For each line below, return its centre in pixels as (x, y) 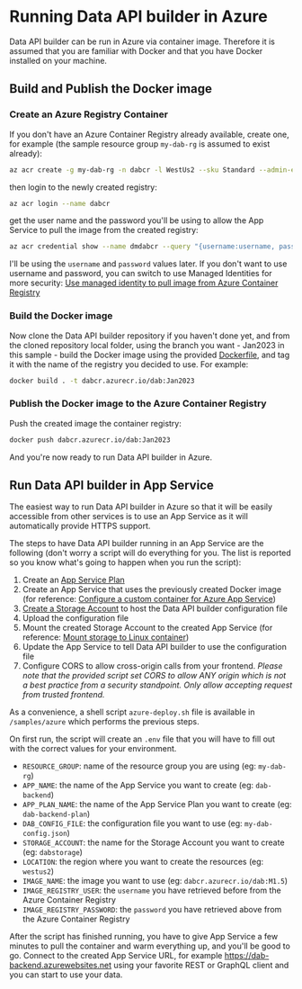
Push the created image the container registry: (95, 423)
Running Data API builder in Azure (138, 17)
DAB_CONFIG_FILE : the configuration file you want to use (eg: (132, 823)
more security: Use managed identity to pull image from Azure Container (144, 283)
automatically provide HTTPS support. (80, 526)
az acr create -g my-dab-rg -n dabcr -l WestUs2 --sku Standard (132, 170)
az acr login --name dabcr (60, 203)
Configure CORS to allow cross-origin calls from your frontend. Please (152, 666)
